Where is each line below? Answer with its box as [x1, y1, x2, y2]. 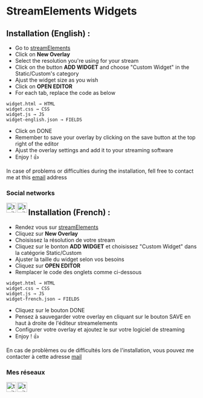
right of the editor [14, 140, 59, 147]
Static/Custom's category [14, 70, 79, 77]
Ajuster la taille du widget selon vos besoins [14, 255, 125, 263]
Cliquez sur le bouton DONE [14, 306, 85, 313]
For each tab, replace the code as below [14, 89, 116, 96]
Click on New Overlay [14, 51, 71, 58]
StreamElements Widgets [6, 4, 137, 18]
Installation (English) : [6, 28, 91, 39]
